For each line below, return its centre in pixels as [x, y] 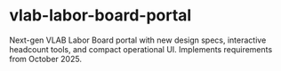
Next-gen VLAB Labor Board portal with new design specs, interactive [138, 40]
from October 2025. [46, 59]
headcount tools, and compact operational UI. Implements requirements [141, 49]
